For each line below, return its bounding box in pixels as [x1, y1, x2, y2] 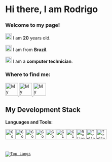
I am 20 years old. [12, 35, 51, 41]
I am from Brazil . [12, 47, 48, 53]
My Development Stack [5, 105, 81, 114]
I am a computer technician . [12, 58, 73, 64]
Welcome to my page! [5, 22, 60, 29]
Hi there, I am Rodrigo [5, 4, 98, 15]
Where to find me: [5, 71, 51, 78]
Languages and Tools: [5, 119, 53, 125]
